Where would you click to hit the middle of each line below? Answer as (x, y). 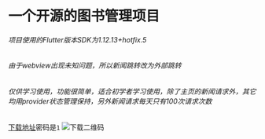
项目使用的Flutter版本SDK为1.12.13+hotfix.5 (77, 39)
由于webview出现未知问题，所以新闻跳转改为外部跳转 (95, 66)
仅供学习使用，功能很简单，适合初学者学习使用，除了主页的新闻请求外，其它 (132, 91)
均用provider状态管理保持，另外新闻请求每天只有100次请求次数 (110, 101)
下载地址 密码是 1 (34, 127)
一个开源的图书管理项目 (84, 16)
